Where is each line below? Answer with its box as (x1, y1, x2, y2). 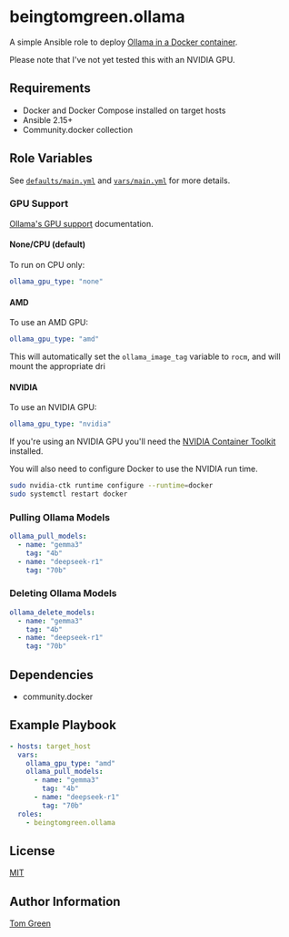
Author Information (9, 893, 121, 909)
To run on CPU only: (9, 260, 85, 271)
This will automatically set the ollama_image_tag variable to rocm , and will (9, 351, 281, 362)
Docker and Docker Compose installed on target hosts (22, 105, 226, 116)
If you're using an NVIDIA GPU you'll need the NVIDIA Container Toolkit (9, 436, 276, 448)
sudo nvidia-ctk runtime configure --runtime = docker (9, 481, 214, 490)
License (9, 843, 55, 859)
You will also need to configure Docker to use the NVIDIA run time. (9, 463, 259, 475)
